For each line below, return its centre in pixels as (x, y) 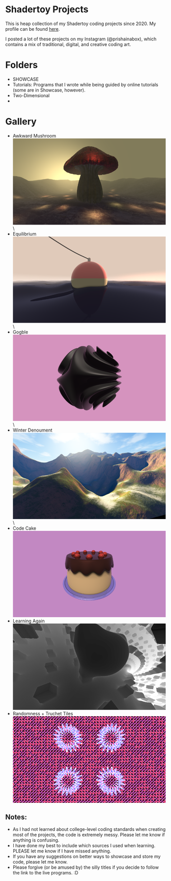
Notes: (16, 817)
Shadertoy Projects (47, 9)
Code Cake (24, 528)
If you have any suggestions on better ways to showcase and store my (87, 856)
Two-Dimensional (31, 95)
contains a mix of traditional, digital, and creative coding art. (68, 44)
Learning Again (28, 621)
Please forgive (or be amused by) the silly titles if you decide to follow (86, 867)
